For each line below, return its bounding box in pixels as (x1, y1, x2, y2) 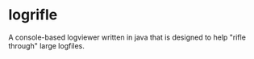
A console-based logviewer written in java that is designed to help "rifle (8, 32, 246, 42)
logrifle (8, 6, 58, 24)
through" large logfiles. (8, 40, 85, 50)
